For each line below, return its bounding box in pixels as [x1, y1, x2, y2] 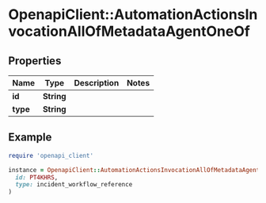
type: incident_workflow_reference [15, 181, 133, 189]
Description [74, 78, 120, 88]
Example [8, 131, 52, 144]
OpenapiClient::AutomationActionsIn [8, 6, 258, 24]
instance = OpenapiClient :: [8, 166, 101, 174]
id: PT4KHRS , [15, 173, 59, 182]
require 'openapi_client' [8, 151, 93, 159]
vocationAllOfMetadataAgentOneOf [8, 22, 251, 40]
